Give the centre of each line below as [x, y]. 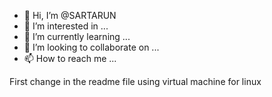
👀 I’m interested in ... [66, 26]
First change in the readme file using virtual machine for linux [135, 81]
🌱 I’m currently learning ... [77, 36]
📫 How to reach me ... [70, 58]
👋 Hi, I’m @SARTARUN [70, 15]
